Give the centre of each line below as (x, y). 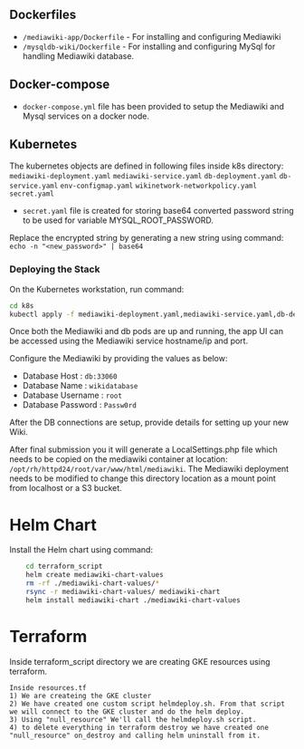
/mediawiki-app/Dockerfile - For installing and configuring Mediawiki (152, 36)
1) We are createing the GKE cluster (81, 696)
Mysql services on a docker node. (85, 116)
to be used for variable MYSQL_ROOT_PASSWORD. (118, 220)
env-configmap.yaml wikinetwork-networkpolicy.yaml (159, 186)
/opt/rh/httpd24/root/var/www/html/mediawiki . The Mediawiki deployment (149, 469)
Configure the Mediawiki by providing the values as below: (119, 359)
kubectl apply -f (42, 314)
